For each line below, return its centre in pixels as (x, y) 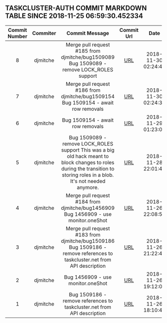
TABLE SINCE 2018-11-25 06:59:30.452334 (74, 16)
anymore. (88, 187)
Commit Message (88, 33)
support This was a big (88, 150)
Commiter (44, 33)
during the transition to (88, 168)
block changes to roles (88, 162)
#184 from (88, 201)
